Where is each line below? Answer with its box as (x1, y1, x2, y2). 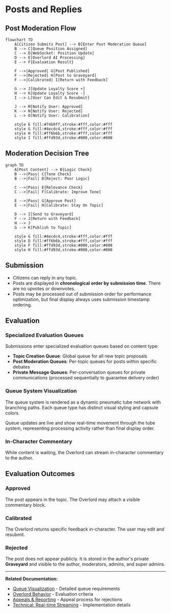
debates (12, 364, 31, 370)
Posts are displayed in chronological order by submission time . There (12, 280, 161, 286)
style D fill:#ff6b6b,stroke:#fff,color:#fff (14, 238, 113, 243)
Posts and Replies (5, 4, 82, 15)
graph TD (5, 162, 24, 168)
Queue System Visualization (5, 387, 77, 395)
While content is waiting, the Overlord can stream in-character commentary (5, 449, 164, 455)
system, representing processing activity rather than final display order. (5, 425, 155, 431)
